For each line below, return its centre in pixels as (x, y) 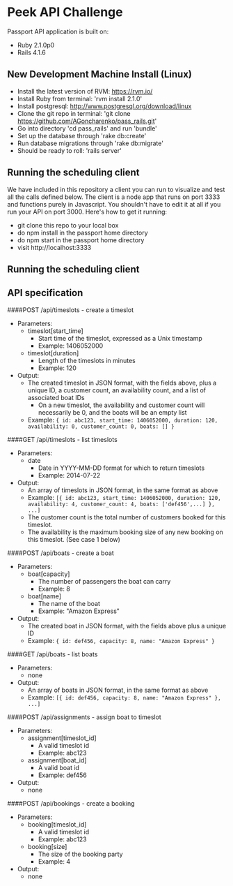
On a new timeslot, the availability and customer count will (121, 405)
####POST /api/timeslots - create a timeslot (71, 310)
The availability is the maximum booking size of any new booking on (126, 532)
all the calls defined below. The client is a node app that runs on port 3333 (114, 197)
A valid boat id (59, 767)
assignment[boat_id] (57, 760)
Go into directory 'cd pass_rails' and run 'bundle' (87, 128)
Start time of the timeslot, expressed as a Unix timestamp (120, 338)
